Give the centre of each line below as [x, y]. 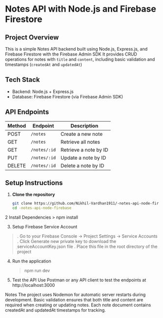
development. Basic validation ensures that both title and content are [74, 300]
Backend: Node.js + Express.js [43, 92]
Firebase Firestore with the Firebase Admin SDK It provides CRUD [71, 54]
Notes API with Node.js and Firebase [81, 9]
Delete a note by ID [82, 166]
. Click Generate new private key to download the [66, 242]
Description [84, 126]
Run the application [31, 261]
